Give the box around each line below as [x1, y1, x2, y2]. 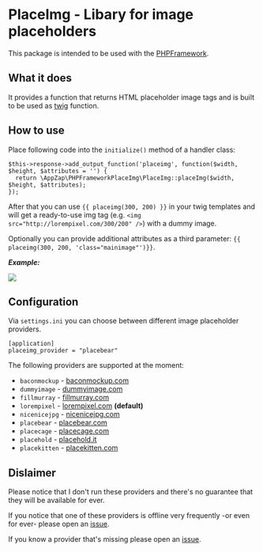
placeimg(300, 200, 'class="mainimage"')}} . [8, 242, 156, 251]
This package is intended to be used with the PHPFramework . [8, 48, 209, 58]
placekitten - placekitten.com [19, 443, 118, 452]
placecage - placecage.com [19, 426, 109, 436]
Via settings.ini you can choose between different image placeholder [8, 316, 239, 326]
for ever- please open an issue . [8, 520, 110, 529]
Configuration [8, 295, 79, 308]
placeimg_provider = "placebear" [8, 346, 118, 355]
